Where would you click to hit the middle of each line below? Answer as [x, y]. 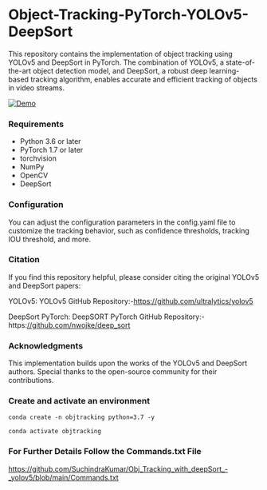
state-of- [241, 62]
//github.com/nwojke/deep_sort [79, 325]
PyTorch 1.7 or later [51, 150]
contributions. [31, 380]
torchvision [38, 158]
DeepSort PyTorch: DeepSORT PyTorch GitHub [85, 317]
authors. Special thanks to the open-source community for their [113, 372]
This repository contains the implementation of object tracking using [120, 54]
